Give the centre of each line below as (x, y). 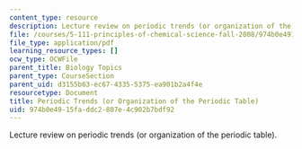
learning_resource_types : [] (64, 51)
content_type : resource (54, 18)
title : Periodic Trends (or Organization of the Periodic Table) (134, 101)
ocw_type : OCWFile (44, 59)
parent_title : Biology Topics (66, 68)
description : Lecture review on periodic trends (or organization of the (151, 26)
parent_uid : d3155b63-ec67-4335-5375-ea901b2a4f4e (106, 84)
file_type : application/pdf (62, 43)
